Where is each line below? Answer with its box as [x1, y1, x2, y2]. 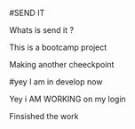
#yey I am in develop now [9, 77, 103, 87]
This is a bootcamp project [9, 42, 107, 52]
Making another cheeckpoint [9, 60, 115, 69]
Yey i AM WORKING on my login [9, 93, 126, 104]
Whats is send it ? [9, 25, 74, 35]
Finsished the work [9, 111, 79, 121]
